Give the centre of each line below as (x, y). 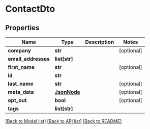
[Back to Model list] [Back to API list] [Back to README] (64, 121)
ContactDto (30, 9)
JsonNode (67, 92)
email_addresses (29, 59)
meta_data (21, 92)
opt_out (17, 100)
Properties (22, 28)
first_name (21, 67)
